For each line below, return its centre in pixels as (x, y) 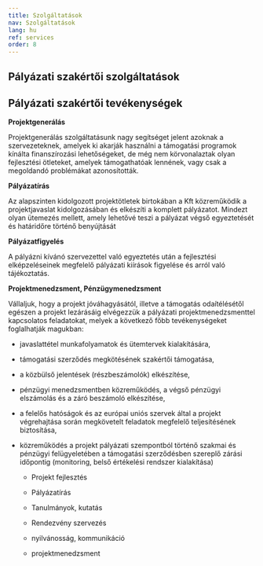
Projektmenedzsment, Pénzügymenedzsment (85, 289)
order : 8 (22, 45)
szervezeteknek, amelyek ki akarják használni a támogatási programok (122, 145)
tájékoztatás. (29, 274)
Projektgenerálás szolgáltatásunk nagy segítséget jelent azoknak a (116, 138)
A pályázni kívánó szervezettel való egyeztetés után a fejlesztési (112, 257)
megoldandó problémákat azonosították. (73, 171)
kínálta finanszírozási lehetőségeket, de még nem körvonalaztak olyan (122, 154)
